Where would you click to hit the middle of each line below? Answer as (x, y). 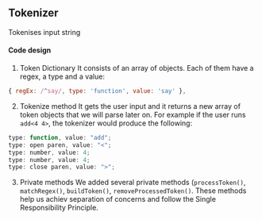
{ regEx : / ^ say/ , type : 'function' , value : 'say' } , (97, 91)
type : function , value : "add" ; (60, 137)
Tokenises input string (44, 32)
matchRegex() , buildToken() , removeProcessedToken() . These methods (133, 191)
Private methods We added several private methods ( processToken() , (133, 183)
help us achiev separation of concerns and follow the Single (118, 199)
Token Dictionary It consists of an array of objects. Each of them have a (137, 68)
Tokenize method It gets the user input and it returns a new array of (130, 106)
